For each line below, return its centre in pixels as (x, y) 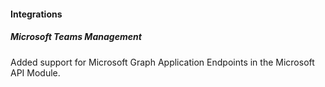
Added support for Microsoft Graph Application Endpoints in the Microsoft (162, 62)
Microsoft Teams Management (76, 37)
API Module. (35, 72)
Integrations (36, 14)
